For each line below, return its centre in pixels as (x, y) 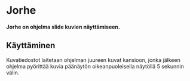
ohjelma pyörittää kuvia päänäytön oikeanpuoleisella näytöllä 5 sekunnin (95, 66)
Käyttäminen (31, 46)
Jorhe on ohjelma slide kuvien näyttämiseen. (63, 27)
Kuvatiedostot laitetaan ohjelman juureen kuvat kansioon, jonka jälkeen (93, 60)
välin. (13, 73)
